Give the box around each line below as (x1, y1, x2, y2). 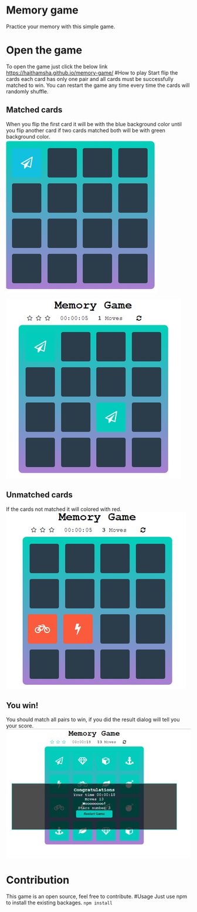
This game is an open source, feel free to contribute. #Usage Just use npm (6, 893, 188, 900)
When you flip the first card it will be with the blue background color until (6, 120, 182, 127)
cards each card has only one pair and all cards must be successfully (6, 75, 174, 82)
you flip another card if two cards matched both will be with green (6, 127, 166, 134)
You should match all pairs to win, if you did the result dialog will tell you (6, 716, 180, 723)
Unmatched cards (6, 490, 73, 500)
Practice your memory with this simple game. (6, 23, 116, 30)
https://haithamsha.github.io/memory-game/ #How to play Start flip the (6, 69, 178, 76)
